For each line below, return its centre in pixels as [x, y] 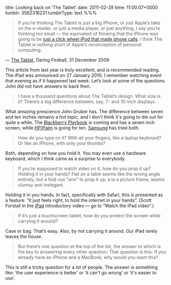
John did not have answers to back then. [48, 86]
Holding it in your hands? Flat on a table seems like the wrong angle [89, 174]
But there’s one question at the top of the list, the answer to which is [89, 246]
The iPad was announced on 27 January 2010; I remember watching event [83, 75]
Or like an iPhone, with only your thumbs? [62, 143]
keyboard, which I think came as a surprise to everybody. [66, 159]
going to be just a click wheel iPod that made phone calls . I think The [90, 39]
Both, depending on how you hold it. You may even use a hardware [76, 153]
